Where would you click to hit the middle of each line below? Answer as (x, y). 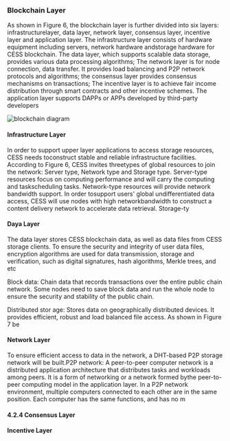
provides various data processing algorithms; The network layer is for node (114, 62)
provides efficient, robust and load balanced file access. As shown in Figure (114, 317)
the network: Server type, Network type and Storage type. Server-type (107, 172)
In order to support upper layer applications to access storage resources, (111, 150)
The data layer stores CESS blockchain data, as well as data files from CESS (115, 239)
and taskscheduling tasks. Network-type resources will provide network (109, 186)
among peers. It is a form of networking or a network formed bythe (102, 377)
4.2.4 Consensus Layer (41, 415)
